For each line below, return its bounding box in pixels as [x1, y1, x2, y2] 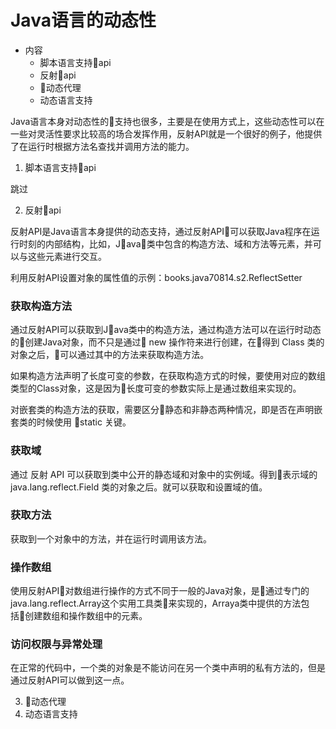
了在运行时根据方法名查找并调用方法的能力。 [10, 140, 195, 152]
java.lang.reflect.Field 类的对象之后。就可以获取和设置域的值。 [10, 481, 268, 493]
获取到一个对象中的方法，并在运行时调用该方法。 [10, 532, 212, 545]
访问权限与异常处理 [10, 637, 103, 651]
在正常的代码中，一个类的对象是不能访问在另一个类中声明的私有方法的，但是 [10, 662, 326, 674]
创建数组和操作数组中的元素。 [24, 610, 148, 622]
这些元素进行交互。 [27, 250, 107, 262]
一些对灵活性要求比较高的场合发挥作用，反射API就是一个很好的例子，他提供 [10, 127, 323, 140]
